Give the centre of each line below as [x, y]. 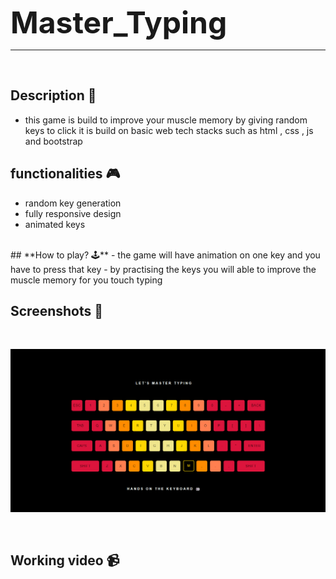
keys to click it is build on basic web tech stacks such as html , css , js [169, 130]
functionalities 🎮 [65, 174]
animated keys [55, 224]
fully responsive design [73, 213]
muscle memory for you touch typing [86, 280]
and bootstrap [53, 141]
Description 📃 [53, 95]
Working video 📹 [65, 560]
